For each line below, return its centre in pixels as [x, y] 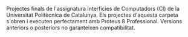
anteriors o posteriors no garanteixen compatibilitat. [71, 27]
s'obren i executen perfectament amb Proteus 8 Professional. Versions [94, 21]
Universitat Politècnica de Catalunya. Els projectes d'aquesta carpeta [92, 15]
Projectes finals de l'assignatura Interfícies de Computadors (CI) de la [93, 9]
